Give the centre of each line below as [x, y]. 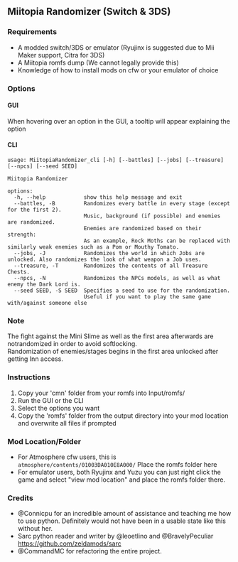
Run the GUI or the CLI [50, 400]
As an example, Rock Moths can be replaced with [157, 241]
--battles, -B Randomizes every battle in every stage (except [122, 204]
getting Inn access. [36, 359]
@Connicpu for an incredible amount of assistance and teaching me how [124, 514]
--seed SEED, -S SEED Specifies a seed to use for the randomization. [122, 291]
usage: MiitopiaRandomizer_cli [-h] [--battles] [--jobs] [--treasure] [115, 160]
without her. [35, 529]
